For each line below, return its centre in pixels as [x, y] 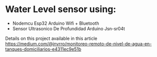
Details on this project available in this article [51, 38]
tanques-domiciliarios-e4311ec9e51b [43, 49]
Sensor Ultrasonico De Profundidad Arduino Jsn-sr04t [69, 28]
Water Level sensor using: [61, 9]
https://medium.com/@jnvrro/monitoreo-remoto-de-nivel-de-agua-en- [78, 43]
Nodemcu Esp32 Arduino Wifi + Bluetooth [56, 23]
